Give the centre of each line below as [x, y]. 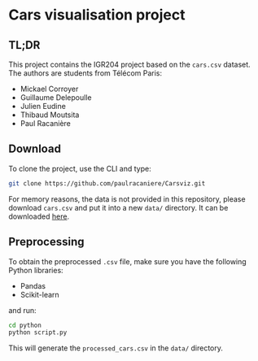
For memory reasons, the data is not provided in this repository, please [127, 199]
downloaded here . [39, 216]
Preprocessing [46, 242]
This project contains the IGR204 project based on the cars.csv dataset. [129, 64]
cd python [25, 325]
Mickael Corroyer [49, 89]
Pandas [33, 285]
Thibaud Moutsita [50, 115]
